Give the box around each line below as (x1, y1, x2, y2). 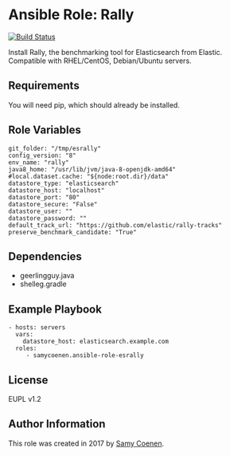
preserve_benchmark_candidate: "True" (8, 228, 137, 236)
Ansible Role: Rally (8, 6, 134, 24)
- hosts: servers (8, 324, 66, 332)
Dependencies (8, 250, 82, 263)
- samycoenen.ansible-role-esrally (25, 352, 145, 360)
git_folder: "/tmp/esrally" (8, 144, 102, 152)
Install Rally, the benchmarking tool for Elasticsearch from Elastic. (8, 47, 223, 57)
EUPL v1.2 (8, 395, 41, 403)
